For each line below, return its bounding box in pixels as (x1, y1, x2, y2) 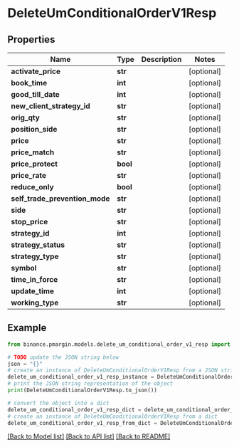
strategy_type (11, 251, 59, 261)
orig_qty (11, 112, 41, 122)
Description (141, 55, 182, 64)
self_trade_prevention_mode (11, 194, 110, 204)
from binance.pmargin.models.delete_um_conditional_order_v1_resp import (7, 340, 231, 348)
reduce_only (11, 182, 55, 191)
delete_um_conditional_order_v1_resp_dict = (7, 406, 142, 414)
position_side (11, 125, 58, 134)
